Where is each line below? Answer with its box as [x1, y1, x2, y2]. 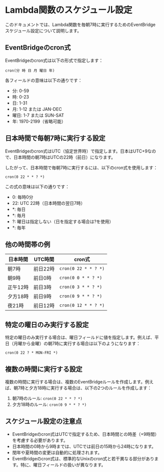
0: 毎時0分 [12, 194, 33, 200]
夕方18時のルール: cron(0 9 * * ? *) [12, 401, 87, 407]
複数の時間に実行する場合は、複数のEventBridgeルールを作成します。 [5, 379, 145, 385]
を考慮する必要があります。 [12, 437, 68, 443]
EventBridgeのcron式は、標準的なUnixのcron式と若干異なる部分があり [12, 455, 155, 461]
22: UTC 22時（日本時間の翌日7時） [12, 200, 86, 206]
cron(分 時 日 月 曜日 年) [5, 68, 55, 73]
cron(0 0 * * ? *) [59, 275, 102, 281]
